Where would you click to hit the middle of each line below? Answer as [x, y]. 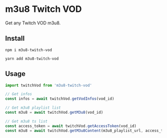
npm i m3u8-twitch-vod [29, 50]
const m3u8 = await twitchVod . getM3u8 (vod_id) [54, 113]
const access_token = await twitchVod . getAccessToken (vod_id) [71, 126]
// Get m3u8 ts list [27, 121]
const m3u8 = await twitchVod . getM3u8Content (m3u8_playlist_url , [74, 131]
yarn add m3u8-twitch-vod [32, 59]
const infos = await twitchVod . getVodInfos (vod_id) [60, 99]
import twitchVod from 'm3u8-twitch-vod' [49, 85]
